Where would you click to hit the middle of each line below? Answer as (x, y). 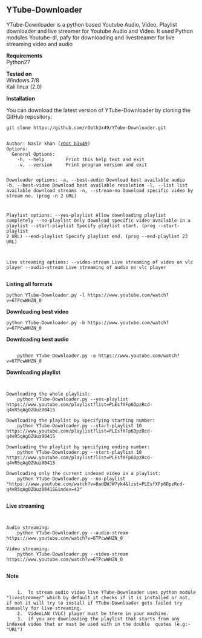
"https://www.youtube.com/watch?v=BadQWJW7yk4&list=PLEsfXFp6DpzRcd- (96, 484)
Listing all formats (29, 284)
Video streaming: (28, 549)
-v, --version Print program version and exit (82, 165)
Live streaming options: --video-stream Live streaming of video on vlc (100, 262)
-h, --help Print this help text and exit (81, 159)
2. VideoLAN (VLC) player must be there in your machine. (93, 614)
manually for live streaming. (44, 608)
